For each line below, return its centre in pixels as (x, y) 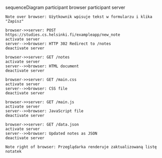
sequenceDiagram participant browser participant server (65, 7)
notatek (14, 151)
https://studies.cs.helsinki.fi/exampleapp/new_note (63, 35)
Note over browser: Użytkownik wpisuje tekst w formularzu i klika (79, 17)
